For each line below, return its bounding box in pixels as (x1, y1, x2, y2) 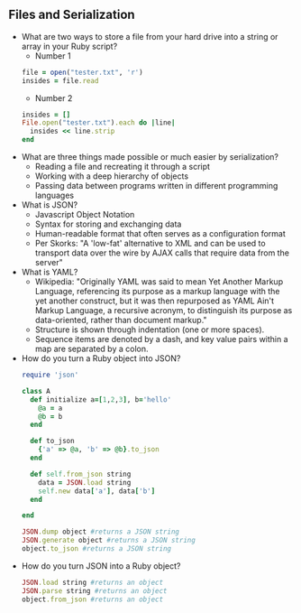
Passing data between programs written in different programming (34, 181, 278, 191)
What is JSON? (21, 200, 78, 210)
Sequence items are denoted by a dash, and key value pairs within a (34, 334, 289, 345)
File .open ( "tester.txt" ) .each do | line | (21, 118, 176, 127)
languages (34, 190, 74, 201)
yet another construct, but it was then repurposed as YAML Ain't (34, 295, 275, 306)
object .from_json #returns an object (21, 595, 164, 604)
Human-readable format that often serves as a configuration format (34, 228, 286, 239)
